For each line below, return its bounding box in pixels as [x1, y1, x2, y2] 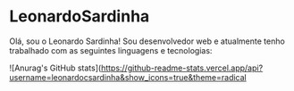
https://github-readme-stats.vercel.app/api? [101, 62, 264, 73]
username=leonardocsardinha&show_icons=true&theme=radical [9, 71, 248, 82]
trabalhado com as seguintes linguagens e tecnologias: [9, 45, 213, 55]
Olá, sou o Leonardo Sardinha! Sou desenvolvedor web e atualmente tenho [9, 36, 286, 46]
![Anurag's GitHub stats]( [9, 62, 102, 73]
